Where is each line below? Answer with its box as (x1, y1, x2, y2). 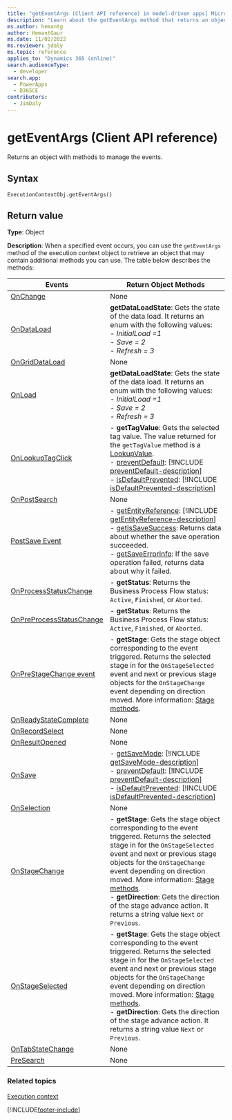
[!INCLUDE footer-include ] (7, 1105, 81, 1114)
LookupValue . (110, 449, 154, 458)
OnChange (10, 292, 46, 301)
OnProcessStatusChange (10, 586, 93, 596)
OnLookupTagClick (10, 454, 72, 463)
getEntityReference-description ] (110, 514, 217, 524)
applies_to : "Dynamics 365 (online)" (7, 55, 116, 62)
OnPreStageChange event (10, 669, 95, 679)
